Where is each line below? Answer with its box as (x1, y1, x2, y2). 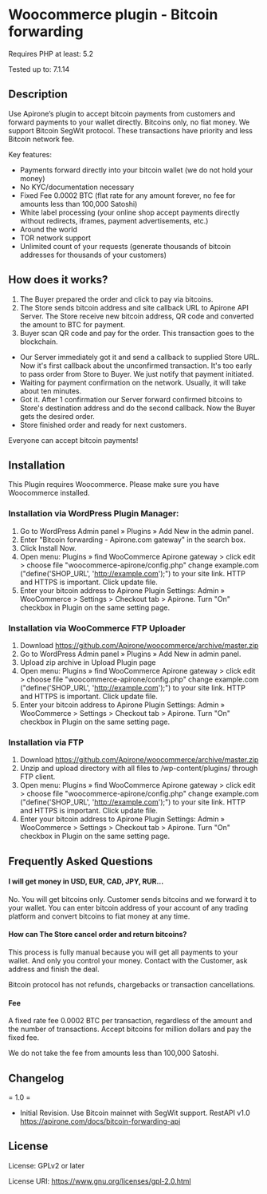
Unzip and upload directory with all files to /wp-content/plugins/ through (19, 764, 258, 773)
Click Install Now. (19, 543, 77, 552)
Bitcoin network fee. (8, 134, 75, 144)
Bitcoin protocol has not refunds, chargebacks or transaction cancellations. (8, 980, 256, 990)
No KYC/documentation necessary (19, 182, 135, 192)
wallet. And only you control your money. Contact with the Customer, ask (8, 956, 248, 966)
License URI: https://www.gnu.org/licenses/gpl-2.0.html (8, 1176, 191, 1186)
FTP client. (19, 772, 56, 781)
